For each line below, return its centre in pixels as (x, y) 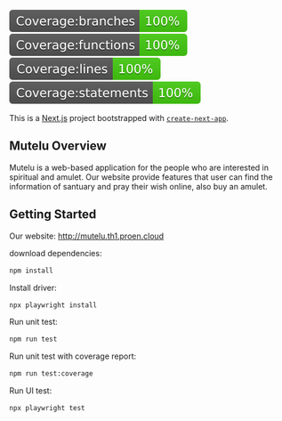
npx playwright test (48, 409)
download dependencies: (56, 253)
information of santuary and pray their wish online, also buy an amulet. (139, 186)
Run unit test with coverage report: (73, 356)
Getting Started (53, 215)
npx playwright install (53, 305)
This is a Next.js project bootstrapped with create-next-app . (119, 118)
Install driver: (33, 287)
